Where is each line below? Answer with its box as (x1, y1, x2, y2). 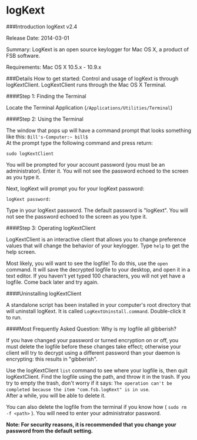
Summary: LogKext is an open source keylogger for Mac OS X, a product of (6, 45, 189, 53)
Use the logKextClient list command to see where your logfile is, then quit (6, 366, 188, 374)
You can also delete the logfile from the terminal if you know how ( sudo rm (6, 403, 187, 410)
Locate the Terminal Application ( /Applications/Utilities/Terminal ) (6, 104, 172, 111)
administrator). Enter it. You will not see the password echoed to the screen (6, 167, 189, 174)
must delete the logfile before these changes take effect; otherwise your (6, 343, 181, 350)
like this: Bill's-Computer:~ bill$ (6, 133, 88, 140)
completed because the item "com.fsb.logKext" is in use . (6, 385, 150, 392)
